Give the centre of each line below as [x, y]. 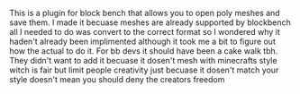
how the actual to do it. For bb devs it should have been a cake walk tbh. [144, 51]
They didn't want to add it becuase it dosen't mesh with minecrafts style [143, 60]
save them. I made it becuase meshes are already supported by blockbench [150, 22]
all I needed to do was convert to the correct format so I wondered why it [145, 32]
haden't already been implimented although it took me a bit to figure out [143, 41]
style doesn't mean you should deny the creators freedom [117, 79]
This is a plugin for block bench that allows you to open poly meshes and [145, 13]
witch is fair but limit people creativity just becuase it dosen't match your [144, 70]
